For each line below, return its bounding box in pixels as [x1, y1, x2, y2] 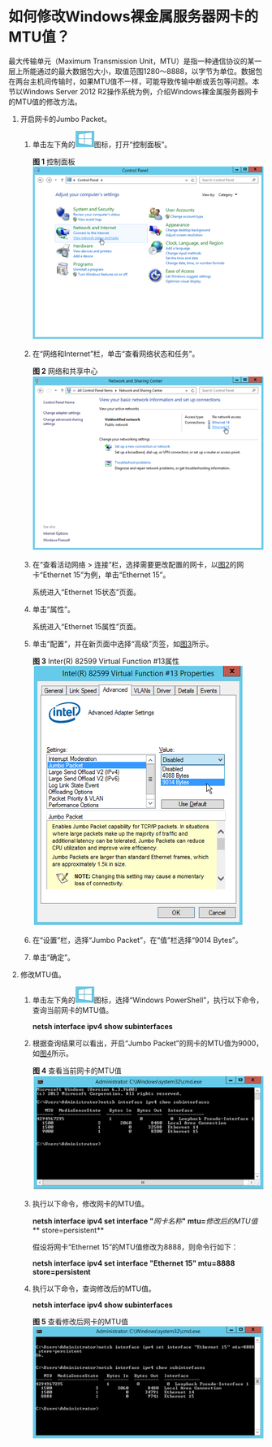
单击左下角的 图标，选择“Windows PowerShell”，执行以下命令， [32, 995, 264, 1005]
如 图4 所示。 [32, 1048, 73, 1058]
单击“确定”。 [32, 952, 75, 962]
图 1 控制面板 [32, 156, 76, 167]
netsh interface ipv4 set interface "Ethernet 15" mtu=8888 [32, 1258, 235, 1268]
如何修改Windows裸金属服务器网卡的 [8, 7, 258, 26]
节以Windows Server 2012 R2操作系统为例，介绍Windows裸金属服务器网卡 [8, 86, 259, 96]
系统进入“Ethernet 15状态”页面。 [32, 587, 140, 597]
